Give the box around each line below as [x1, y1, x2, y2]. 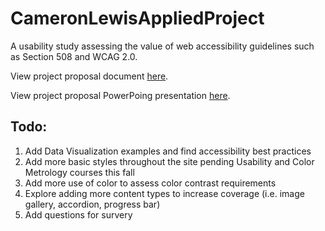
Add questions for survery [24, 208, 133, 221]
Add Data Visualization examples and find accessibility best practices [24, 145, 312, 157]
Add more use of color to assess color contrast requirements [24, 177, 277, 189]
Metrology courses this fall [24, 166, 135, 178]
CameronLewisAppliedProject [10, 7, 265, 30]
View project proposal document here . [10, 70, 169, 82]
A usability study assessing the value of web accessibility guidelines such [10, 40, 315, 52]
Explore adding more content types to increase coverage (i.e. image [24, 187, 305, 199]
